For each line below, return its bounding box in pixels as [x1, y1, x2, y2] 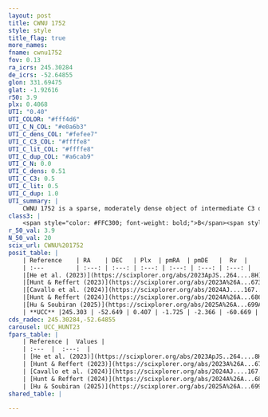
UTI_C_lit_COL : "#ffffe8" [8, 145, 94, 153]
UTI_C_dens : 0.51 [8, 167, 66, 175]
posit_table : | [8, 249, 59, 257]
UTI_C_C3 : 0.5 [8, 175, 56, 183]
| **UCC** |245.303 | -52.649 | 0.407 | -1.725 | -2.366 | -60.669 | [22, 308, 259, 316]
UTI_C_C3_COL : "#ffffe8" [8, 137, 91, 146]
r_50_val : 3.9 [8, 226, 56, 235]
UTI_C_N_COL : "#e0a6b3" [8, 123, 88, 131]
